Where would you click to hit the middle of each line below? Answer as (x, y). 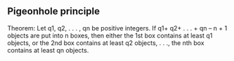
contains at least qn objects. (48, 50)
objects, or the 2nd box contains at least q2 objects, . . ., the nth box (106, 43)
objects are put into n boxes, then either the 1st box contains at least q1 (110, 35)
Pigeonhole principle (54, 11)
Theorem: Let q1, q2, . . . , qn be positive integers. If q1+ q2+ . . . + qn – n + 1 (117, 28)
